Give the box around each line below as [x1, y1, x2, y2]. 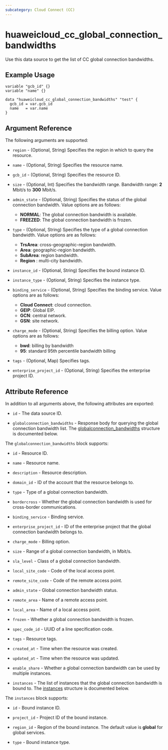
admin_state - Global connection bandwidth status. [12, 587, 118, 593]
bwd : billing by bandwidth [20, 343, 74, 349]
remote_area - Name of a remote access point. [12, 597, 108, 603]
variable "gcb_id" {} [5, 84, 51, 89]
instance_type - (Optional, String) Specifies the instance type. [12, 277, 141, 283]
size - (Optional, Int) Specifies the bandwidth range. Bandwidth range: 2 [12, 182, 162, 188]
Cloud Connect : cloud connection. [20, 302, 92, 308]
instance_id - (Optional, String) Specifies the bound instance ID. [12, 267, 145, 273]
